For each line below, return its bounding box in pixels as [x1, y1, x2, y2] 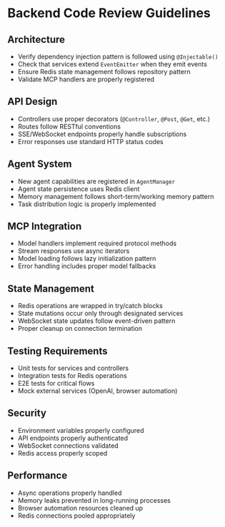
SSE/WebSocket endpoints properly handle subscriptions [17, 130, 187, 138]
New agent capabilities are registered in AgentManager [17, 177, 176, 185]
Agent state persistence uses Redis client [17, 184, 140, 193]
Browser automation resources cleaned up [17, 503, 144, 512]
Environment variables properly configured [17, 426, 144, 434]
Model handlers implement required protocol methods [17, 239, 177, 247]
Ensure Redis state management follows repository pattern [17, 68, 191, 76]
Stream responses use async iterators [17, 247, 130, 255]
